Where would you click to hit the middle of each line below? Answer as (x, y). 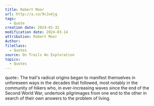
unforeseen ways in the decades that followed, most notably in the (71, 83)
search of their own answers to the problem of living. (58, 98)
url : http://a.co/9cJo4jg (31, 14)
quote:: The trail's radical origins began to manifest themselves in (70, 78)
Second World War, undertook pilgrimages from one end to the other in (76, 93)
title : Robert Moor (25, 9)
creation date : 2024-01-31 (32, 28)
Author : (13, 41)
